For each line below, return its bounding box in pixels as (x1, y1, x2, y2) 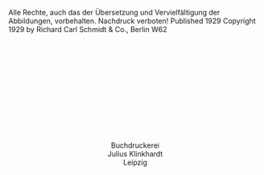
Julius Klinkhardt (107, 149, 163, 158)
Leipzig (123, 157, 147, 167)
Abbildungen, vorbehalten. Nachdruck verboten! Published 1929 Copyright (8, 16, 256, 26)
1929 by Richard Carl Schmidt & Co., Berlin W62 (8, 25, 167, 34)
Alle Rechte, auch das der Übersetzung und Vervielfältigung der (8, 8, 221, 17)
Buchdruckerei (111, 140, 159, 150)
